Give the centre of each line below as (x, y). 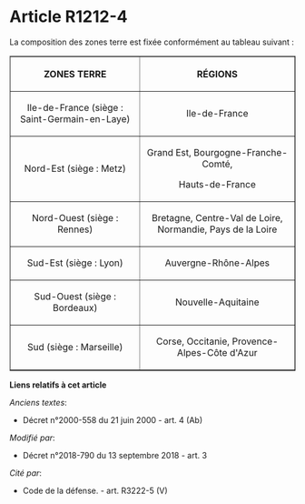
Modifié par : (33, 438)
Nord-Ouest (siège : (75, 217)
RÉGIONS (217, 74)
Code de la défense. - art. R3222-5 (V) (95, 490)
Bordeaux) (75, 307)
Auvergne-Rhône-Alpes (217, 263)
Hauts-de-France (217, 184)
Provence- (255, 341)
